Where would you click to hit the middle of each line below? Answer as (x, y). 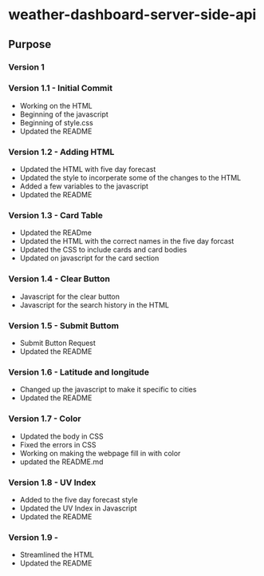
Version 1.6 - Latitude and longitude (79, 371)
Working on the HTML (56, 105)
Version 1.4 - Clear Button (59, 279)
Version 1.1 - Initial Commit (61, 88)
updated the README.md (61, 462)
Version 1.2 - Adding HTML (61, 152)
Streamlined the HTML (57, 555)
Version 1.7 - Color (45, 419)
